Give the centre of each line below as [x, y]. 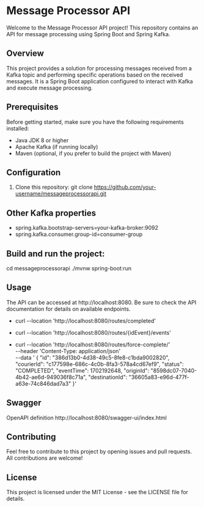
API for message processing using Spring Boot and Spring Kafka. [88, 34]
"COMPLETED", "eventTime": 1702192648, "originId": [82, 370]
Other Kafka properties [51, 213]
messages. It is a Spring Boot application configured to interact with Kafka [100, 81]
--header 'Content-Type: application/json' [68, 351]
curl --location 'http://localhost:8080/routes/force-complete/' [93, 345]
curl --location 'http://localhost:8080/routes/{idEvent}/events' [93, 332]
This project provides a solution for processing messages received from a [99, 68]
